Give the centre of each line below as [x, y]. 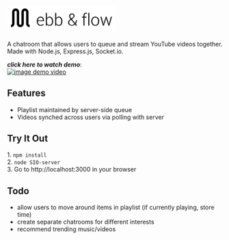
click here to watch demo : [44, 64]
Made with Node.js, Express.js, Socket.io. [66, 51]
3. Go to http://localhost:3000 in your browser [72, 170]
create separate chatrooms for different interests [86, 222]
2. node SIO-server [33, 162]
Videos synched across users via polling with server [90, 117]
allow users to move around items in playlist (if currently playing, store [116, 207]
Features [26, 93]
